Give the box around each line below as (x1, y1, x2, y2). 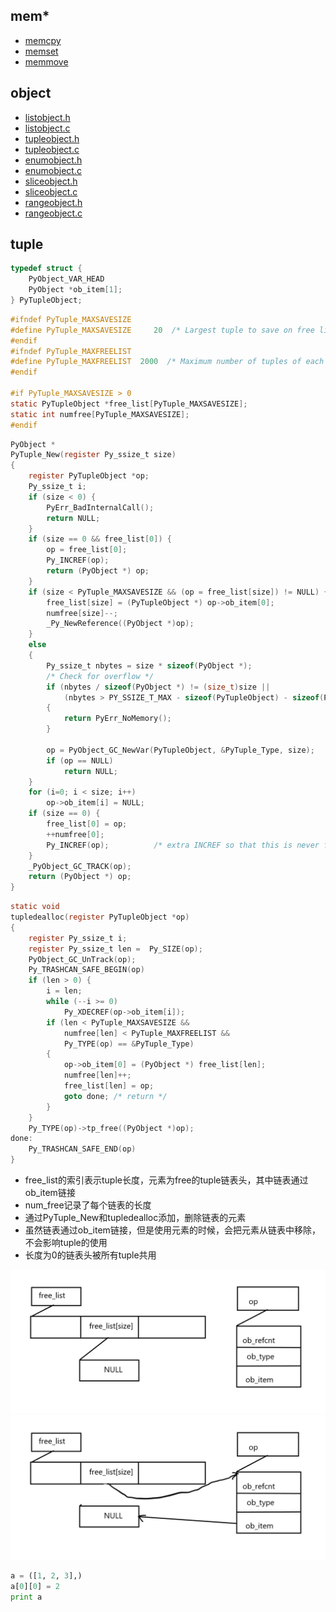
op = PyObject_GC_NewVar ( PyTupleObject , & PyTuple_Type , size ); (46, 745, 315, 755)
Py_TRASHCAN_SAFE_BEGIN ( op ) (28, 965, 145, 975)
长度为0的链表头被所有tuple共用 (24, 1249, 157, 1261)
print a (10, 1592, 43, 1602)
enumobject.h (24, 154, 83, 166)
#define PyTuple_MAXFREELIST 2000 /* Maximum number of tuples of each (10, 357, 325, 367)
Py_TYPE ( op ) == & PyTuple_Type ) (63, 1039, 195, 1049)
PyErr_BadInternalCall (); (46, 502, 155, 513)
